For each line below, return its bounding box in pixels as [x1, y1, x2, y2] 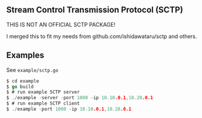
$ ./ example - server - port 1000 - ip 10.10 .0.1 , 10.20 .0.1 [6, 95, 153, 101]
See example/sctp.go [6, 66, 59, 73]
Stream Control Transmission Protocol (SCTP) [6, 5, 183, 15]
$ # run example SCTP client [6, 100, 80, 107]
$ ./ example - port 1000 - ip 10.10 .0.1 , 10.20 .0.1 [6, 106, 132, 112]
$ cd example [6, 78, 39, 84]
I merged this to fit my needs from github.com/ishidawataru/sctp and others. [6, 33, 197, 40]
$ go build [6, 84, 34, 90]
